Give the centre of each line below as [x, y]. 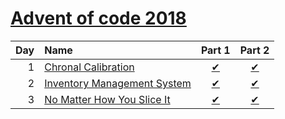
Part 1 [215, 50]
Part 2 [254, 50]
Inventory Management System [118, 83]
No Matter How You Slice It [107, 99]
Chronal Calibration [89, 67]
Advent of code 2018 [98, 18]
